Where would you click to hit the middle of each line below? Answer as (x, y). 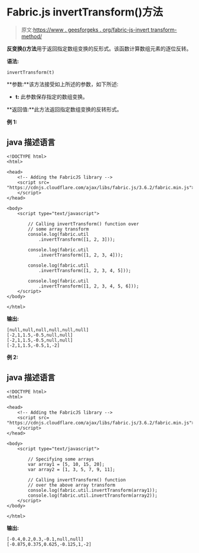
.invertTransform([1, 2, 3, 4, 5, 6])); (89, 286)
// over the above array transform (72, 485)
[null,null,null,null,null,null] (48, 330)
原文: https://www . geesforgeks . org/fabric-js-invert (85, 30)
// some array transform (58, 229)
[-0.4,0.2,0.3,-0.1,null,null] (45, 539)
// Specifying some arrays (61, 459)
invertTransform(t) (31, 72)
